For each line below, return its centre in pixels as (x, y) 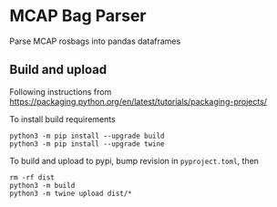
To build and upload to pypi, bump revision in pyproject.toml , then (134, 160)
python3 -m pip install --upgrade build (87, 136)
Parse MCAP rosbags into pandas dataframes (95, 41)
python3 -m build (42, 185)
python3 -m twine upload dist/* (71, 193)
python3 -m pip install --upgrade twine (87, 144)
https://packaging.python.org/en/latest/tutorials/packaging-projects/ (138, 101)
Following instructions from (61, 91)
